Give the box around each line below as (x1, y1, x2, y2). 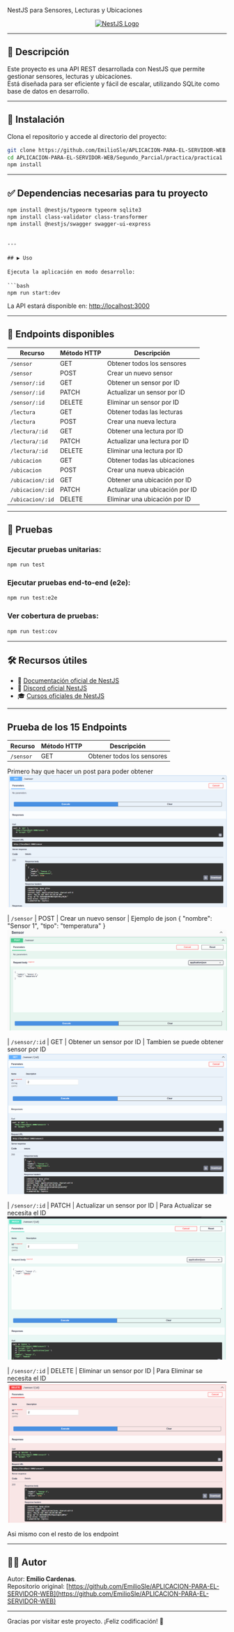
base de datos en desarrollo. (7, 87, 89, 95)
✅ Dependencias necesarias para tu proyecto (7, 187, 208, 199)
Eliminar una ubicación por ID (107, 495, 192, 503)
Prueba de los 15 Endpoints (7, 721, 127, 733)
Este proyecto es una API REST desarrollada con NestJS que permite (7, 64, 205, 73)
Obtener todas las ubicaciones (107, 457, 195, 465)
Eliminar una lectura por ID (107, 446, 183, 454)
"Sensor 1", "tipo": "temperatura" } (7, 921, 106, 930)
